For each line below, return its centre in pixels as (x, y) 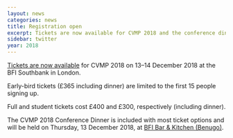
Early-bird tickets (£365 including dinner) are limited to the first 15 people (112, 86)
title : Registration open (44, 26)
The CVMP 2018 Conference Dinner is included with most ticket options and (116, 120)
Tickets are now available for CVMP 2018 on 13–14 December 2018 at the (112, 65)
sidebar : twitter (32, 39)
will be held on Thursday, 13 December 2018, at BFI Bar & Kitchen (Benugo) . (115, 127)
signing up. (23, 93)
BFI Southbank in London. (44, 72)
